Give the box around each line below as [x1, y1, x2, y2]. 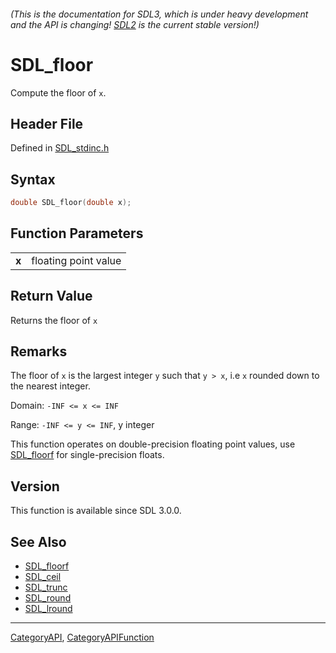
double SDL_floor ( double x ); [10, 198, 132, 208]
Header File [10, 115, 84, 132]
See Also [10, 533, 67, 550]
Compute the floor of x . [10, 86, 107, 99]
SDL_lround [24, 603, 73, 615]
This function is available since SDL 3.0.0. [10, 505, 182, 517]
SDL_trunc [24, 581, 68, 594]
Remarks [10, 343, 68, 360]
